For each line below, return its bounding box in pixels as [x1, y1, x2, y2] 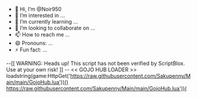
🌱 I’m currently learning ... [14, 18, 78, 25]
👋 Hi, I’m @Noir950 [14, 6, 62, 12]
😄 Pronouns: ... [14, 40, 53, 47]
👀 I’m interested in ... [14, 12, 65, 19]
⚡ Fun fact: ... [14, 46, 47, 53]
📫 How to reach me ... [14, 31, 70, 38]
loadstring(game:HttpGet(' [6, 73, 71, 79]
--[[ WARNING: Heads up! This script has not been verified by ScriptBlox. [6, 60, 185, 67]
